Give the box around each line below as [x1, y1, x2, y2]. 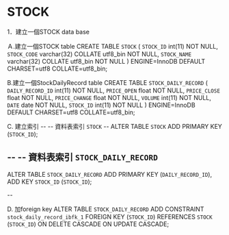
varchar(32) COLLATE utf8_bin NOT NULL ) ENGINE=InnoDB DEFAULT [7, 57, 206, 65]
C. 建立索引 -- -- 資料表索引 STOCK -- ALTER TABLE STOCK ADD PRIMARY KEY [7, 122, 222, 130]
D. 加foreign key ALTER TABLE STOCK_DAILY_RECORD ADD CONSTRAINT [7, 205, 204, 213]
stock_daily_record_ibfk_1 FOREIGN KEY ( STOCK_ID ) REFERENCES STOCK [7, 212, 213, 221]
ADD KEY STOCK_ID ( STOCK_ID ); [7, 177, 92, 186]
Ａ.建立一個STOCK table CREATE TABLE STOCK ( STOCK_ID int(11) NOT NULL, [7, 42, 219, 50]
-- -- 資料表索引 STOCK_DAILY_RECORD [7, 151, 159, 163]
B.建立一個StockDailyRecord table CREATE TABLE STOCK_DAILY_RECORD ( [7, 78, 208, 86]
